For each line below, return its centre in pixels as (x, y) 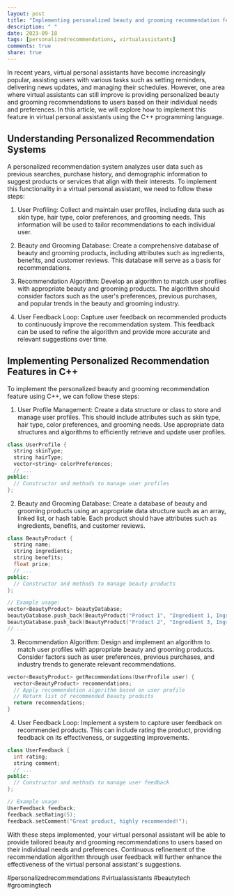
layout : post (26, 14)
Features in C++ (43, 372)
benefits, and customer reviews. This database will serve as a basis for (119, 260)
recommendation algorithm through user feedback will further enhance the (115, 857)
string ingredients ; (43, 552)
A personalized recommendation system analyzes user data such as (105, 166)
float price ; (32, 564)
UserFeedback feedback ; (42, 808)
